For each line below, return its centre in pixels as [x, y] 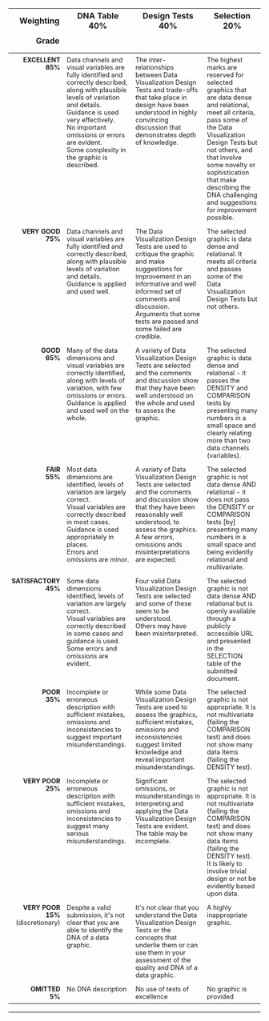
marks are [222, 68]
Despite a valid [89, 907]
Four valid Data [158, 581]
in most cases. [88, 522]
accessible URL [230, 633]
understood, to [157, 522]
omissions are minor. [98, 559]
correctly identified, [96, 372]
